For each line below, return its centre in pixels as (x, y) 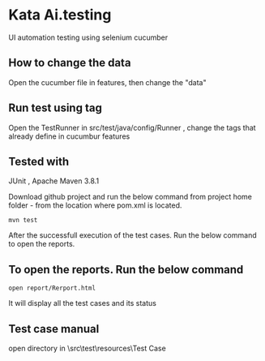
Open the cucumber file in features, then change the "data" (107, 82)
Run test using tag (56, 108)
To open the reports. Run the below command (126, 269)
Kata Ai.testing (60, 15)
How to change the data (70, 63)
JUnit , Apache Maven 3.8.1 (54, 181)
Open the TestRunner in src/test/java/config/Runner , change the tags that (132, 127)
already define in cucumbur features (69, 136)
